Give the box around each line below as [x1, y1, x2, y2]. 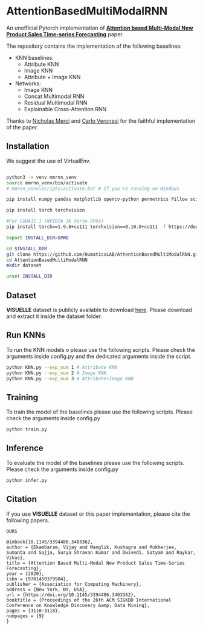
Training [6, 392, 39, 403]
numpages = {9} [6, 612, 45, 619]
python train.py [6, 426, 47, 433]
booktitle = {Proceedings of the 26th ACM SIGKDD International [6, 597, 172, 603]
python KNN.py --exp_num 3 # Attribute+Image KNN [6, 375, 134, 382]
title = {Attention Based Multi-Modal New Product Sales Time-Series [6, 560, 185, 566]
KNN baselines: [14, 54, 54, 61]
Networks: [14, 80, 41, 87]
